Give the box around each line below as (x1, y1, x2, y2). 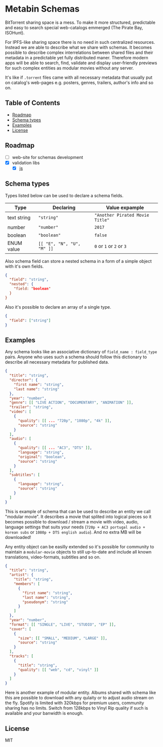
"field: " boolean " (14, 286, 51, 291)
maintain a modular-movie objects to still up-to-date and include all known (5, 549, 152, 555)
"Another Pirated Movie (94, 212, 149, 218)
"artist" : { (9, 573, 34, 577)
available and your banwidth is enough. (5, 711, 84, 716)
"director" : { (9, 378, 38, 382)
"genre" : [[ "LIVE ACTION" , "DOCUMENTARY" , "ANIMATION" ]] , (9, 400, 133, 405)
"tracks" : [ (9, 654, 34, 659)
